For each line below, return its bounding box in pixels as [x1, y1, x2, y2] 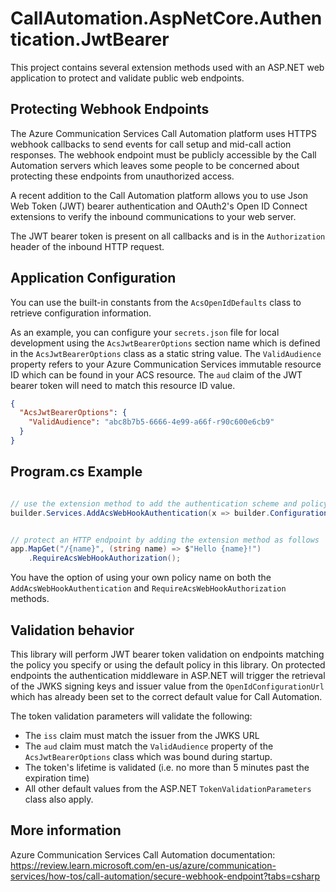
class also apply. [24, 793, 94, 805]
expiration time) [24, 772, 90, 784]
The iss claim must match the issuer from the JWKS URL [24, 729, 260, 741]
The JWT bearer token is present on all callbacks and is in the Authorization [10, 230, 326, 242]
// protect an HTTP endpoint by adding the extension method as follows [10, 535, 320, 545]
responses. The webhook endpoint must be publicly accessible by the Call [10, 148, 317, 161]
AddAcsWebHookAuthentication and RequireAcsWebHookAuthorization [10, 582, 287, 594]
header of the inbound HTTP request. [10, 240, 165, 252]
